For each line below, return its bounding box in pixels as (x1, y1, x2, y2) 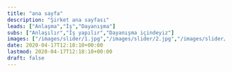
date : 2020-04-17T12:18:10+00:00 (7, 42, 104, 49)
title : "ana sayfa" (7, 10, 64, 17)
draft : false (7, 55, 45, 62)
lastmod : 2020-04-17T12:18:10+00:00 (7, 49, 113, 56)
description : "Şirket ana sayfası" (7, 16, 110, 23)
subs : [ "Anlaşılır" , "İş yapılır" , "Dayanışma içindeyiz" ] (7, 29, 175, 36)
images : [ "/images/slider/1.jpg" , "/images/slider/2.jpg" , (7, 36, 177, 43)
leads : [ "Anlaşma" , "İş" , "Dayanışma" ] (7, 23, 116, 29)
